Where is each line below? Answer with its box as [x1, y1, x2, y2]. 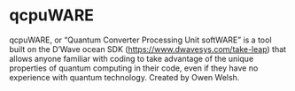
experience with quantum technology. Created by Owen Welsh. [9, 72, 240, 82]
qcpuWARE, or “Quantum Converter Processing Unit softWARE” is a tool [9, 34, 272, 45]
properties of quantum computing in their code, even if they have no [9, 63, 259, 73]
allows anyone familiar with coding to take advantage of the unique [9, 53, 254, 64]
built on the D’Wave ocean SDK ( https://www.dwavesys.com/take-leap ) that [9, 43, 286, 54]
